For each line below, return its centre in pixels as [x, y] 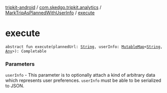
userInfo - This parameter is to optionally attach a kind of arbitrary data [80, 75]
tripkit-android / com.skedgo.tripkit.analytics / [53, 7]
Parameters [20, 64]
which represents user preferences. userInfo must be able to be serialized [83, 80]
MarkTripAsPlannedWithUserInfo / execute [50, 13]
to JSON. [15, 86]
